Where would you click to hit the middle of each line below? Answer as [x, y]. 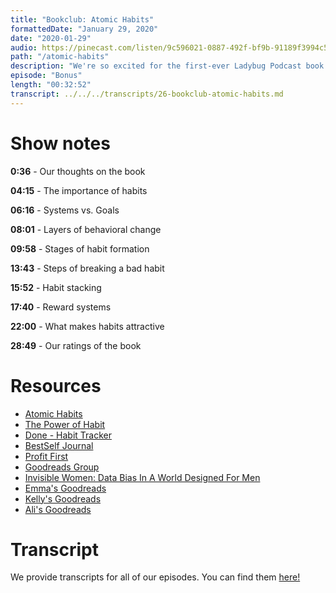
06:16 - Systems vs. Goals [65, 210]
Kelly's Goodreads [63, 498]
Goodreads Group [62, 467]
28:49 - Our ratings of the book [76, 345]
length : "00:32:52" [51, 85]
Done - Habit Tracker [68, 435]
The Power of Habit [65, 424]
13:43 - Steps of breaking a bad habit [87, 268]
